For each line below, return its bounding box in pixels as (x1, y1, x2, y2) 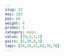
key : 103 (5, 12, 23, 17)
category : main (5, 30, 36, 35)
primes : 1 (5, 25, 25, 30)
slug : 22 (5, 7, 23, 12)
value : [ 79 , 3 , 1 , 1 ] (5, 35, 42, 39)
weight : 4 (5, 20, 25, 26)
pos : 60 (5, 16, 21, 21)
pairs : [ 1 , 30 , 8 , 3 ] (5, 39, 42, 44)
